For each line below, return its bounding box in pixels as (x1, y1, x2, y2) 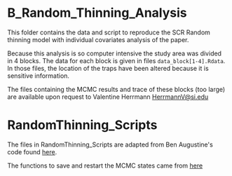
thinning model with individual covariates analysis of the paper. (7, 35, 189, 43)
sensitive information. (7, 72, 70, 80)
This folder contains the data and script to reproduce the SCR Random (7, 28, 210, 36)
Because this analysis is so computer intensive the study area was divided (7, 49, 222, 57)
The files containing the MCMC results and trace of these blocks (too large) (7, 85, 226, 93)
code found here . (7, 147, 57, 156)
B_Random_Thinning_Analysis (7, 5, 187, 21)
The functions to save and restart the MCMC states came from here (7, 161, 203, 170)
